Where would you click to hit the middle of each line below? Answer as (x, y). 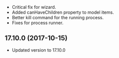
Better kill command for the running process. (58, 17)
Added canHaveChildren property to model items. (63, 12)
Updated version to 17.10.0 (39, 50)
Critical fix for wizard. (34, 7)
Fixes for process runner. (38, 23)
